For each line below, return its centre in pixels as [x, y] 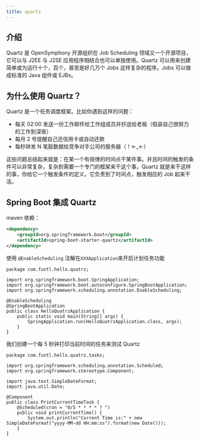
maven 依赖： [23, 218]
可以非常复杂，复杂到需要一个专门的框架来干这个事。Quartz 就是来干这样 [101, 167]
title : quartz [24, 12]
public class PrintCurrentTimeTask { [53, 402]
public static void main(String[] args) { [70, 316]
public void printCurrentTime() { [60, 413]
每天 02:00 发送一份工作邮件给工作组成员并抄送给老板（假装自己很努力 [102, 124]
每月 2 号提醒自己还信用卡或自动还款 [60, 139]
